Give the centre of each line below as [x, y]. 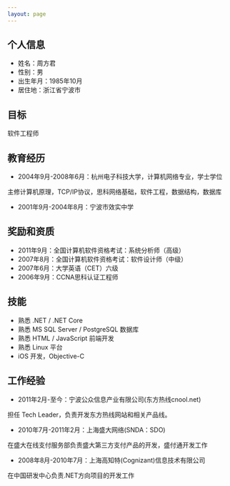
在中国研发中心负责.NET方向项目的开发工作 [71, 475]
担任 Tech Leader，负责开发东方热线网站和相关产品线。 [89, 415]
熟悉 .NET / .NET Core [50, 320]
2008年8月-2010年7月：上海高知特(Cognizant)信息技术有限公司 [111, 460]
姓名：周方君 [36, 63]
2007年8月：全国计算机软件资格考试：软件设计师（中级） [102, 259]
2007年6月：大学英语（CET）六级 [68, 268]
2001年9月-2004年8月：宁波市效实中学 [76, 207]
